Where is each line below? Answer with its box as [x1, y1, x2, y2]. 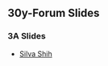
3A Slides [7, 31, 46, 42]
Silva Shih [19, 48, 53, 59]
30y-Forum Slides [7, 6, 100, 20]
